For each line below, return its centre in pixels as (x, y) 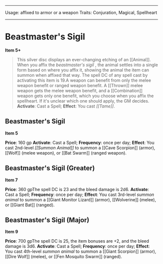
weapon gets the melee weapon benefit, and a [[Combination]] (80, 90)
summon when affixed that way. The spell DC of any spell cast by (82, 75)
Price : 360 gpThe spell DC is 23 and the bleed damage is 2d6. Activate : (77, 189)
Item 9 (12, 232)
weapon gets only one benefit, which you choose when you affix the (85, 96)
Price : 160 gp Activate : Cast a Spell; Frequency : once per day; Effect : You (80, 142)
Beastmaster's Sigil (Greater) (50, 168)
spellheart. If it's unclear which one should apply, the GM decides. (83, 101)
